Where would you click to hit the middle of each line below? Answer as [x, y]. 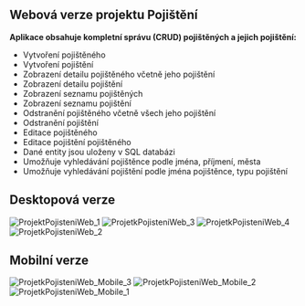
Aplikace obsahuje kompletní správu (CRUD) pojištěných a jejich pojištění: [153, 37]
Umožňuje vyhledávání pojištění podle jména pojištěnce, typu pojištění [155, 171]
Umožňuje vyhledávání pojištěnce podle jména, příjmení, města [142, 161]
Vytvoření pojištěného [64, 55]
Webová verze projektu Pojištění [104, 15]
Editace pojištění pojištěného [77, 142]
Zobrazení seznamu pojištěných [83, 93]
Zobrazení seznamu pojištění [77, 103]
